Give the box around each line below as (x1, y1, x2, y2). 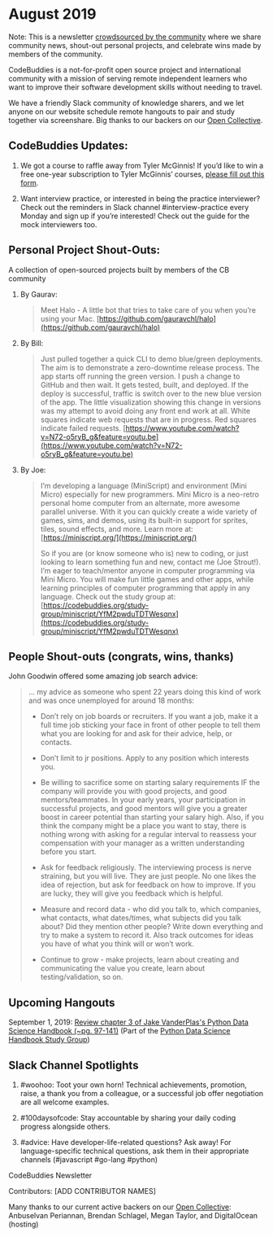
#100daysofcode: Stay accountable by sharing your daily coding (19, 1113, 236, 1122)
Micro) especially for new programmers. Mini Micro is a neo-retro (40, 489, 260, 499)
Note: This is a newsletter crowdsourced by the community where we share (8, 32, 262, 42)
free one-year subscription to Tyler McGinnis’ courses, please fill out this (19, 169, 265, 179)
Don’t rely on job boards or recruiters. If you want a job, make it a (40, 712, 258, 722)
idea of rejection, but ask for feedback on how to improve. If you (40, 880, 256, 890)
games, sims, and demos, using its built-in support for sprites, (40, 515, 249, 525)
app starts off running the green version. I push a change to (40, 371, 240, 381)
